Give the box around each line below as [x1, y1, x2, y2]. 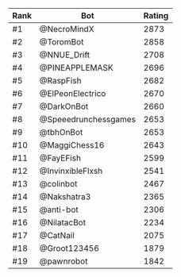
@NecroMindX [39, 24, 94, 34]
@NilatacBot [39, 217, 86, 228]
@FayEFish [39, 152, 82, 164]
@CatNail [39, 230, 75, 240]
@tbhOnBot [39, 127, 83, 137]
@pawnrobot [39, 256, 88, 267]
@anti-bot [39, 204, 79, 215]
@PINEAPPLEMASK [39, 63, 114, 73]
